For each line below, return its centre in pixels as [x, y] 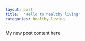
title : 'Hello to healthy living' [43, 14]
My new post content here [33, 33]
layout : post [19, 10]
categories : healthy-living [35, 19]
